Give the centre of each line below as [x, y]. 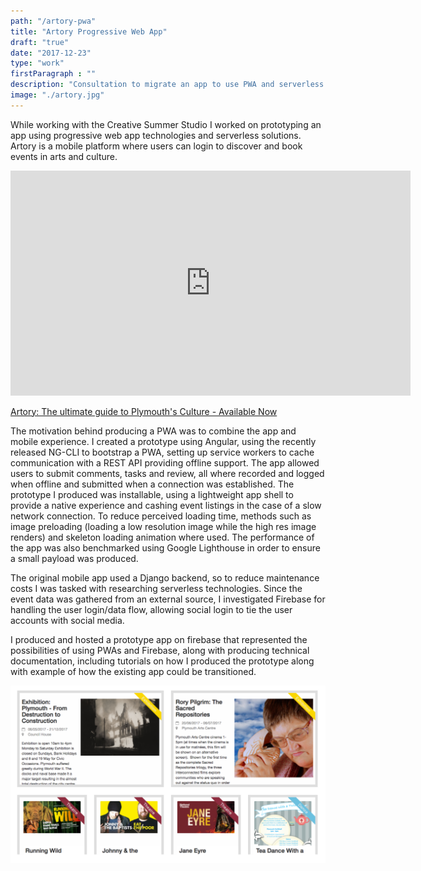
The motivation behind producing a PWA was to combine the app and [153, 431]
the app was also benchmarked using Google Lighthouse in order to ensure [165, 547]
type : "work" [37, 63]
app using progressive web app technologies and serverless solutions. [156, 135]
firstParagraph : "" [53, 74]
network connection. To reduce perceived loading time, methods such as [161, 516]
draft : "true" [40, 42]
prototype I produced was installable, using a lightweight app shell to [152, 494]
